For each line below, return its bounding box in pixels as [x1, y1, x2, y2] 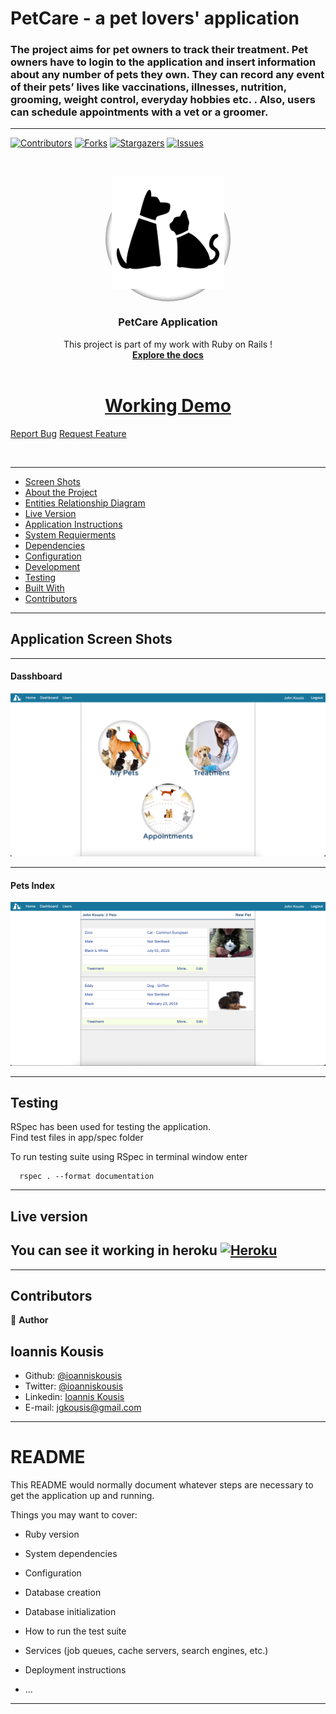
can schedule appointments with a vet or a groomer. [10, 105, 269, 119]
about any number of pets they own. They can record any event [10, 68, 325, 82]
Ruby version [24, 1528, 80, 1541]
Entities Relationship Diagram [24, 497, 146, 509]
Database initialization [24, 1606, 117, 1618]
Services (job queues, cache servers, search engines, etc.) [24, 1645, 269, 1657]
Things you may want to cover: [10, 1509, 138, 1521]
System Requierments [24, 528, 117, 541]
